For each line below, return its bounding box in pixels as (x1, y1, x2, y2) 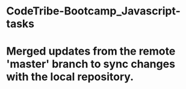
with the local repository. (6, 70, 134, 84)
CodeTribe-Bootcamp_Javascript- (6, 4, 181, 18)
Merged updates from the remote (6, 44, 176, 58)
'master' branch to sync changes (6, 57, 176, 71)
